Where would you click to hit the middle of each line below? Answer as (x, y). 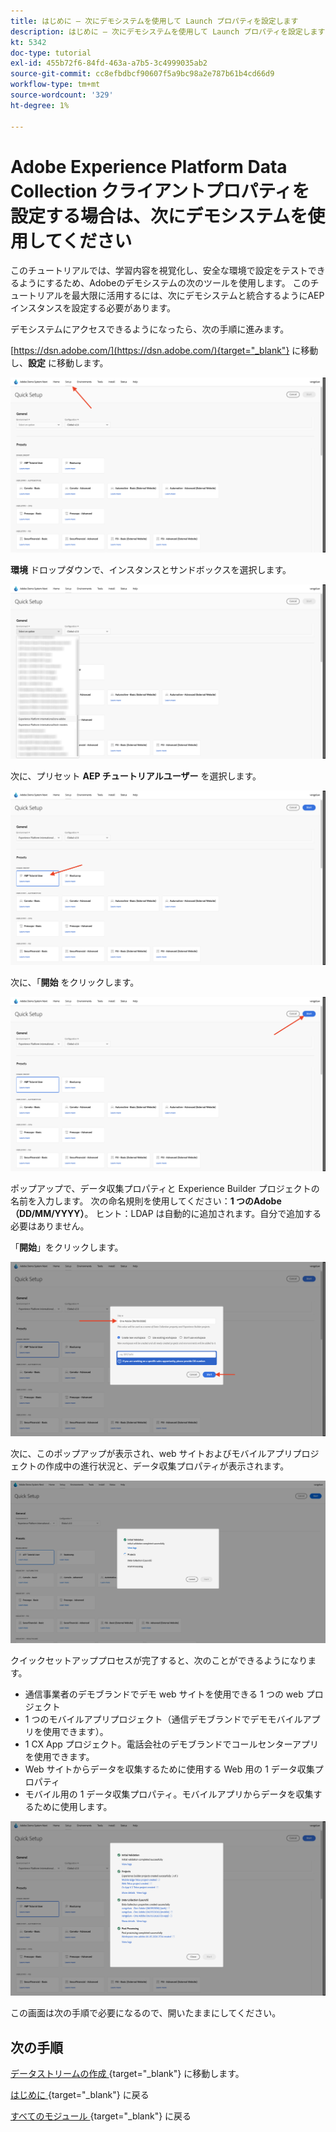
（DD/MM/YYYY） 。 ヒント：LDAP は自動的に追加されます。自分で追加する (166, 1213)
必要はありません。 (50, 1226)
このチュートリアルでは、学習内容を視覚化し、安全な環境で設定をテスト (159, 271)
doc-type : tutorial (51, 53)
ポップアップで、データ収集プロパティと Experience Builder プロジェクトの (165, 1188)
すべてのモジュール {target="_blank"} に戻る (101, 2116)
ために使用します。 (73, 1807)
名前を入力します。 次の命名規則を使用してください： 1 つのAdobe (146, 1201)
